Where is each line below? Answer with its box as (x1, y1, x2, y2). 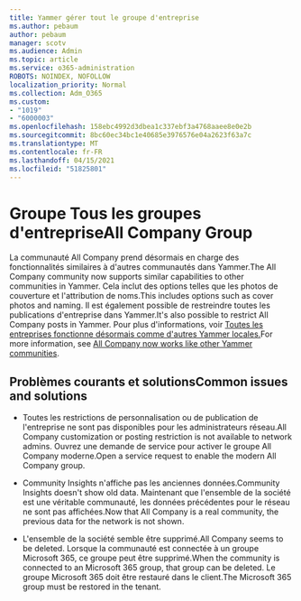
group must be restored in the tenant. (22, 581, 162, 592)
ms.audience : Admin (9, 47, 83, 56)
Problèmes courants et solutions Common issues (9, 374, 288, 389)
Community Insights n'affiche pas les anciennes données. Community (22, 477, 280, 488)
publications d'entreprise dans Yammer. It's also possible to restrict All (9, 310, 269, 320)
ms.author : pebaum (9, 22, 78, 31)
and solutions (9, 388, 87, 403)
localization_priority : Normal (9, 80, 127, 89)
